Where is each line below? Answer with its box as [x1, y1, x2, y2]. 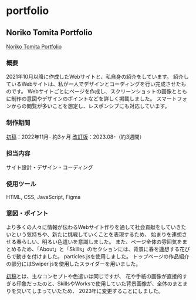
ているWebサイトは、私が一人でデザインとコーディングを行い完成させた [6, 80, 181, 87]
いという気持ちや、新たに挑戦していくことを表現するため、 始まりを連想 [6, 231, 183, 238]
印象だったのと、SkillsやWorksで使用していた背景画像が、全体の [16, 280, 173, 287]
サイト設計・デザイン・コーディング [6, 163, 94, 171]
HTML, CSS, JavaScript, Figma [6, 194, 81, 201]
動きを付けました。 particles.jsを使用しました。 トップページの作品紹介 [16, 253, 190, 260]
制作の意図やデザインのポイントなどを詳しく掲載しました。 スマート [11, 95, 177, 102]
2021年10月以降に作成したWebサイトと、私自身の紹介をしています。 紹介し [6, 73, 189, 80]
